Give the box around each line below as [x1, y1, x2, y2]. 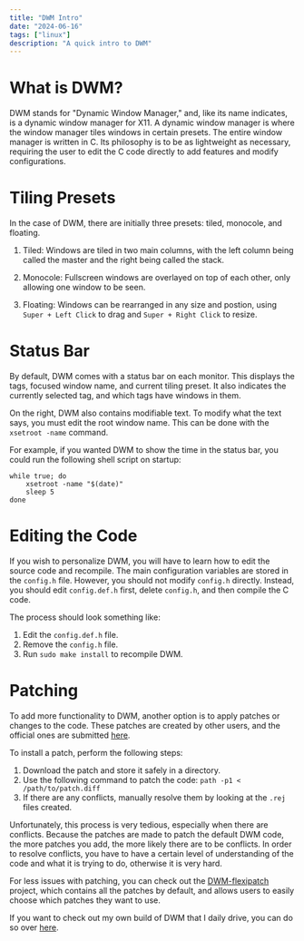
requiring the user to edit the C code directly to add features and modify [9, 146, 279, 157]
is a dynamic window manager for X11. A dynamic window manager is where [9, 117, 295, 128]
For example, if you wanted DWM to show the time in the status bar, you [9, 445, 279, 456]
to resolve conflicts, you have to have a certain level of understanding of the [9, 848, 295, 858]
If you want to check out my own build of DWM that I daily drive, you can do [9, 912, 293, 923]
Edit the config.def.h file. [22, 630, 119, 640]
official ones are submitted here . [9, 730, 131, 740]
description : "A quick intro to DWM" [9, 38, 152, 48]
